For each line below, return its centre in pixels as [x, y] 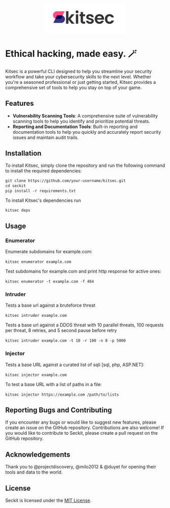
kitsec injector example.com [36, 375]
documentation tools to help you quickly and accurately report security [87, 132]
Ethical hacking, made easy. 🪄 [71, 54]
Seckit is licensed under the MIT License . [48, 500]
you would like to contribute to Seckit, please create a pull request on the [82, 433]
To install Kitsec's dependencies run [43, 200]
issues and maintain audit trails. [45, 137]
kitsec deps [18, 211]
